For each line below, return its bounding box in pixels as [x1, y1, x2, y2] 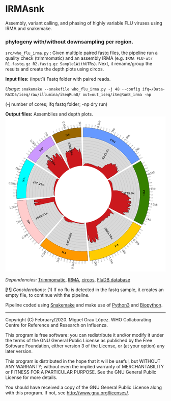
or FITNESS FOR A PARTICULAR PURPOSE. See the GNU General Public [5, 369, 157, 375]
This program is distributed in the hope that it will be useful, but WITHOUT [5, 358, 161, 364]
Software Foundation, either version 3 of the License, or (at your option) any [5, 343, 165, 349]
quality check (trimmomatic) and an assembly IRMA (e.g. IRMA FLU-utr [5, 55, 153, 61]
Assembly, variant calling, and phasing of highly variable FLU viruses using [5, 20, 162, 26]
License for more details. [5, 374, 58, 381]
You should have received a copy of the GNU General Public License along [5, 384, 162, 391]
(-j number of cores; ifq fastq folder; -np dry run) [5, 101, 108, 107]
